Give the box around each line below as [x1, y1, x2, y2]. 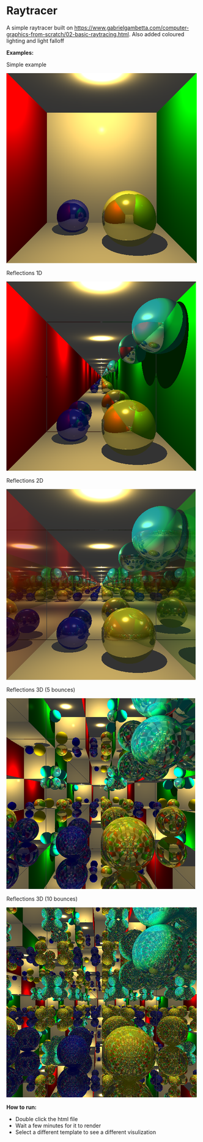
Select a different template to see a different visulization [15, 1128, 157, 1136]
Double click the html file [15, 1115, 78, 1122]
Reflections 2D [6, 476, 44, 484]
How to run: [6, 1103, 37, 1111]
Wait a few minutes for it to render [15, 1122, 102, 1129]
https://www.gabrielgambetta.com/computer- [74, 24, 190, 31]
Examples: [6, 49, 34, 56]
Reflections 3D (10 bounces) [6, 895, 78, 903]
